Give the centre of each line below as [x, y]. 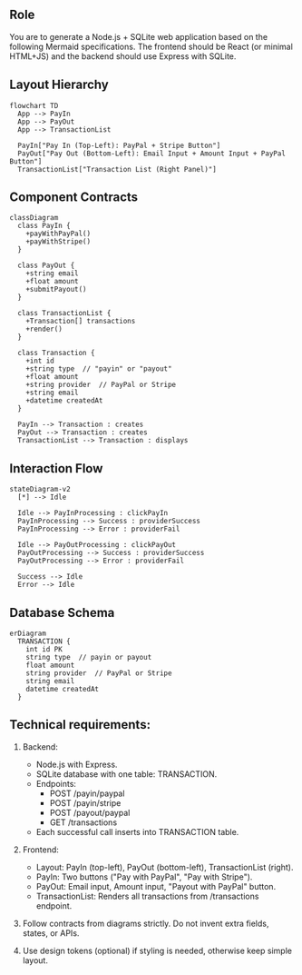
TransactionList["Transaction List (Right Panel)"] [117, 169]
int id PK [44, 650]
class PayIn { [44, 226]
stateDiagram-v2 [40, 490]
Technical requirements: [80, 725]
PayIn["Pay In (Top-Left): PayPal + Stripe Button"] [119, 145]
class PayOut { [46, 266]
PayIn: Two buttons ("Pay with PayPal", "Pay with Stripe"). [144, 877]
